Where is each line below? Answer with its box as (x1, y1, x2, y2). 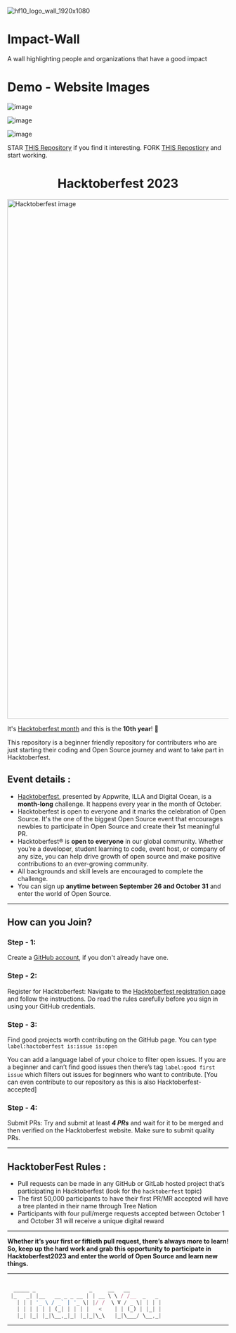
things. (7, 1260, 29, 1268)
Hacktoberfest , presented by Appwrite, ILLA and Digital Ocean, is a (17, 792, 212, 800)
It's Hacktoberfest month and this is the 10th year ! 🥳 (7, 724, 159, 733)
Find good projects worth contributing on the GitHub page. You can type (7, 1035, 217, 1044)
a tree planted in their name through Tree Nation (17, 1202, 157, 1211)
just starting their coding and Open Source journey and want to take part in (7, 745, 224, 754)
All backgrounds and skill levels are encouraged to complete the (17, 866, 204, 876)
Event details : (7, 773, 72, 785)
